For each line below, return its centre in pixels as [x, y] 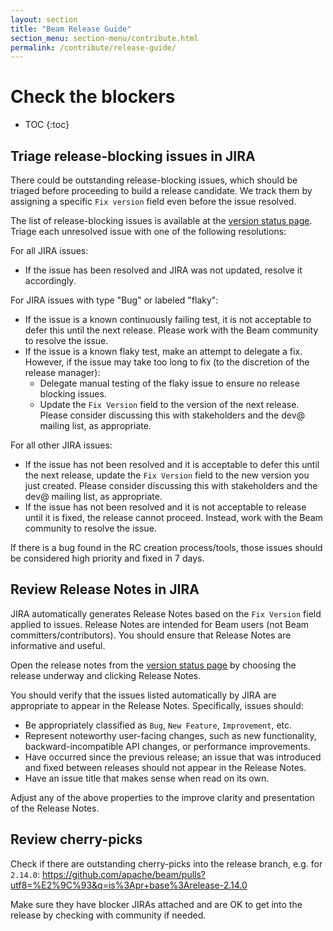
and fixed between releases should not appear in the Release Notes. [165, 767]
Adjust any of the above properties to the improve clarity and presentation [162, 797]
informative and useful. [58, 645]
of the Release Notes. [55, 808]
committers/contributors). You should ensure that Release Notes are [151, 635]
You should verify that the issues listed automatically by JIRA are [143, 695]
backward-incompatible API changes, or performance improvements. [167, 746]
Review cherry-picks [76, 839]
